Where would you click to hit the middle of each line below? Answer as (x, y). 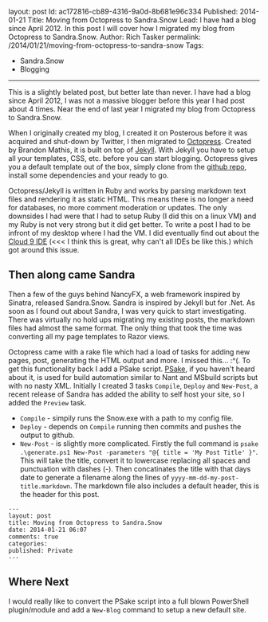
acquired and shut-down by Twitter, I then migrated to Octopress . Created (130, 141)
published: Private (41, 550)
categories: (28, 544)
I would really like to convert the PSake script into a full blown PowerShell (129, 601)
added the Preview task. (47, 402)
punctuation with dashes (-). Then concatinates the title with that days (135, 468)
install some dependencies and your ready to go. (89, 175)
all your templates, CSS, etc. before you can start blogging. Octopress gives (133, 158)
